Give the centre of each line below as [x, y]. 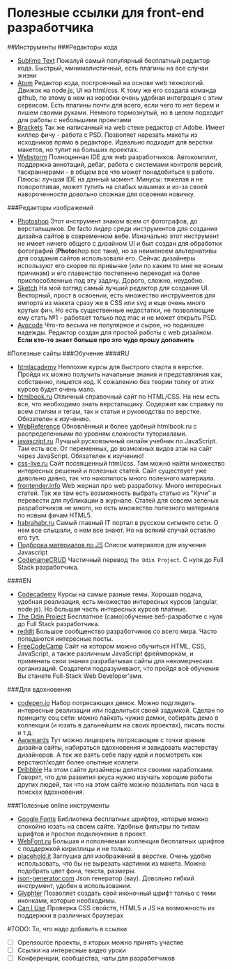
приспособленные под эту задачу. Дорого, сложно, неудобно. [110, 280]
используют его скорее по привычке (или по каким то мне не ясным [120, 265]
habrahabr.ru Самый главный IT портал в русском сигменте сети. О [118, 522]
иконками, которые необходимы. [67, 900]
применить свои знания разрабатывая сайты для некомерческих [115, 660]
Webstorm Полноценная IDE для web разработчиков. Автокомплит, [117, 157]
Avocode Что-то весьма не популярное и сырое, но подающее [111, 325]
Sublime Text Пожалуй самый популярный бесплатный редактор [114, 60]
